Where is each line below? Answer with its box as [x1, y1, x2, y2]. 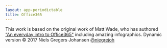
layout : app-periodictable [5, 7, 63, 13]
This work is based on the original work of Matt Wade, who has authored [5, 26, 158, 32]
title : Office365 [5, 12, 42, 17]
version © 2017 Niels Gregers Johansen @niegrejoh [5, 36, 115, 43]
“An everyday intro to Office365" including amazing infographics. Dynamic [5, 31, 162, 37]
